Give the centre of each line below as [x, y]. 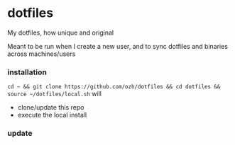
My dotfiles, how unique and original [61, 33]
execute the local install [52, 115]
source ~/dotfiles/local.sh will [54, 94]
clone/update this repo [51, 108]
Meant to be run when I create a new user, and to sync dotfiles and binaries [118, 46]
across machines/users [42, 54]
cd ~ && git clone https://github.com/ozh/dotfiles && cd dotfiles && [114, 87]
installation [27, 72]
